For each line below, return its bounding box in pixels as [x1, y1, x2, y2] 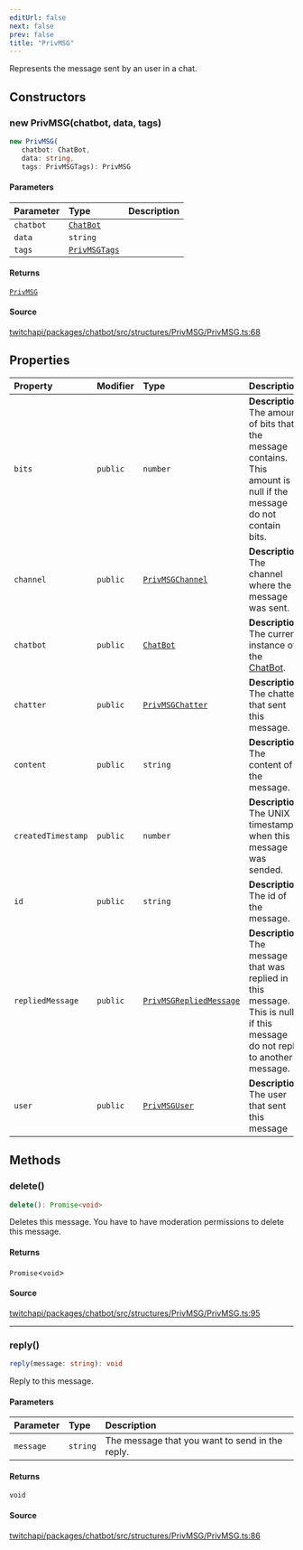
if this [248, 1017, 272, 1030]
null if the [248, 485, 289, 498]
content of [248, 758, 293, 770]
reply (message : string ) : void [9, 1359, 124, 1368]
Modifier [96, 379, 134, 392]
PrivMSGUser [142, 1100, 195, 1111]
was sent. [248, 602, 290, 614]
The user [248, 1088, 287, 1100]
